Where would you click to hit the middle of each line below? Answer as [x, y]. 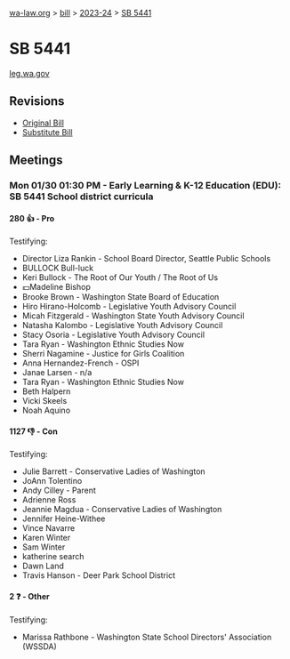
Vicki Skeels [44, 401]
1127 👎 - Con [33, 431]
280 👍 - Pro [32, 218]
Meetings [36, 161]
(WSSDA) [40, 646]
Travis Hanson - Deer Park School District [99, 575]
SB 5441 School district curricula [81, 197]
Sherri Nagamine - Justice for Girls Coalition [103, 354]
